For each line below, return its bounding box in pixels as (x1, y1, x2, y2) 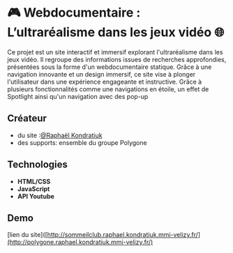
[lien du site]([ (7, 231, 47, 239)
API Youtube (17, 192, 54, 200)
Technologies (7, 159, 68, 171)
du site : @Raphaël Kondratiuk (17, 131, 103, 139)
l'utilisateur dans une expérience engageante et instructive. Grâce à (7, 77, 202, 86)
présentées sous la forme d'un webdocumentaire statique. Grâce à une (7, 63, 212, 71)
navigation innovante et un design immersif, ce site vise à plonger (7, 70, 196, 78)
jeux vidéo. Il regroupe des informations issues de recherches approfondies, (7, 55, 227, 63)
